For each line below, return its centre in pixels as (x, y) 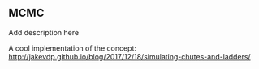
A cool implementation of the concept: (72, 48)
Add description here (44, 32)
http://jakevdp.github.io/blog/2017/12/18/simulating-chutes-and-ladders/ (129, 56)
